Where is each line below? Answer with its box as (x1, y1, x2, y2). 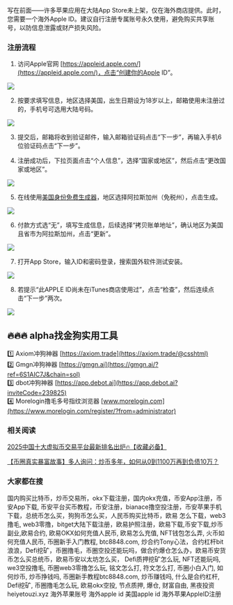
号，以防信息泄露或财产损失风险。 (7, 24, 105, 31)
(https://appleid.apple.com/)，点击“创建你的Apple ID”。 (17, 68, 177, 77)
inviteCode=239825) (7, 389, 67, 397)
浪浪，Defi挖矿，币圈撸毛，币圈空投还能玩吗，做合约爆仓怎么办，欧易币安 (7, 546, 220, 554)
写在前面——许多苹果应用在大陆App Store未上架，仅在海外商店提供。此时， (7, 6, 225, 14)
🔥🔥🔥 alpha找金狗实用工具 (7, 330, 118, 342)
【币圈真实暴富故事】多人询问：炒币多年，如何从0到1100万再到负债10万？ (7, 457, 219, 466)
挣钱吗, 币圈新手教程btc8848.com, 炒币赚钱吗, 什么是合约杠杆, (40, 572, 220, 581)
